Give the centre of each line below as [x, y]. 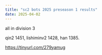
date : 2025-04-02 [23, 14]
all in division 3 [20, 28]
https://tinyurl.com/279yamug [35, 47]
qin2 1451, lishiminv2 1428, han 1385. [42, 38]
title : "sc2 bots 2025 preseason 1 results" [51, 10]
